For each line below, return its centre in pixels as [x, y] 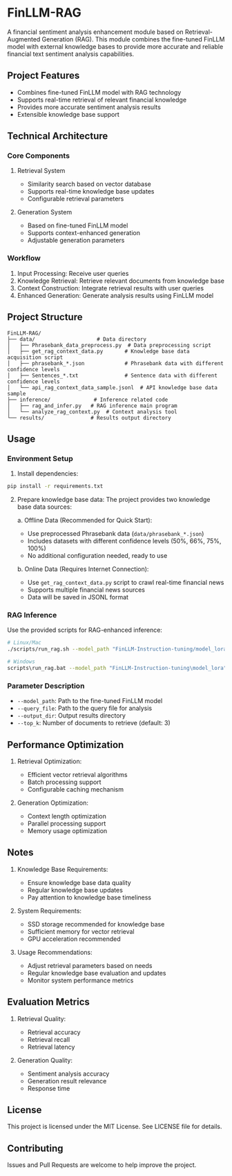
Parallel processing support [67, 823]
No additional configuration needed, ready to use [97, 556]
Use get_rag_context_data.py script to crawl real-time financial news [126, 583]
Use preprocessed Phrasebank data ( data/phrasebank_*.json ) [116, 534]
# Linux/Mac [24, 643]
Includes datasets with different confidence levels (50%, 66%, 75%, [124, 541]
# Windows [21, 662]
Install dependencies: [48, 474]
